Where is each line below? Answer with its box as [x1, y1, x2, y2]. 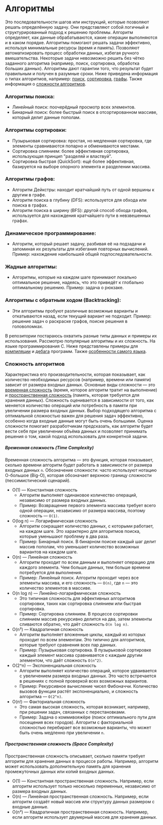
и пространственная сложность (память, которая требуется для [5, 392, 140, 398]
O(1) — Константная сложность [12, 487, 78, 492]
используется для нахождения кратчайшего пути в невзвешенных [12, 212, 151, 218]
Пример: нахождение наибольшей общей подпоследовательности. [12, 251, 153, 257]
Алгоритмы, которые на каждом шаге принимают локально [12, 274, 137, 280]
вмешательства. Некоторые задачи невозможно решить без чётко [5, 55, 145, 61]
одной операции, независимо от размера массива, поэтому [19, 508, 145, 513]
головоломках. [12, 323, 44, 329]
